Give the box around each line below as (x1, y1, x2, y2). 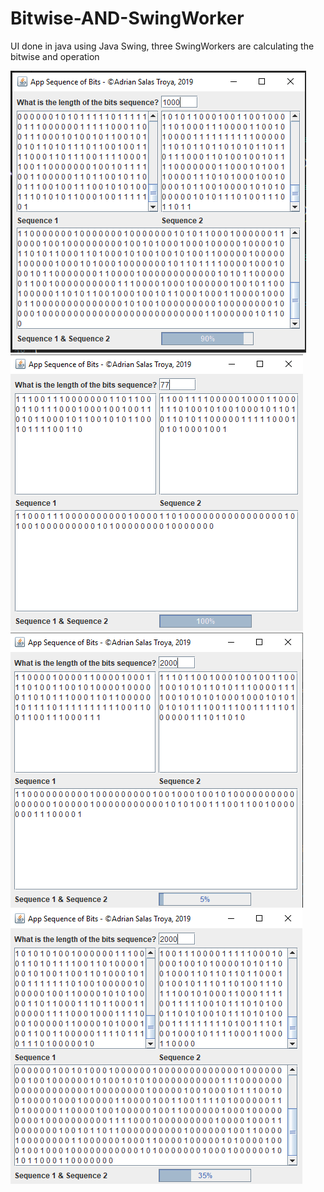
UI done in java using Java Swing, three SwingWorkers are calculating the (10, 40, 315, 52)
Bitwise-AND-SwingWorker (10, 7, 245, 30)
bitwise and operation (10, 50, 100, 62)
